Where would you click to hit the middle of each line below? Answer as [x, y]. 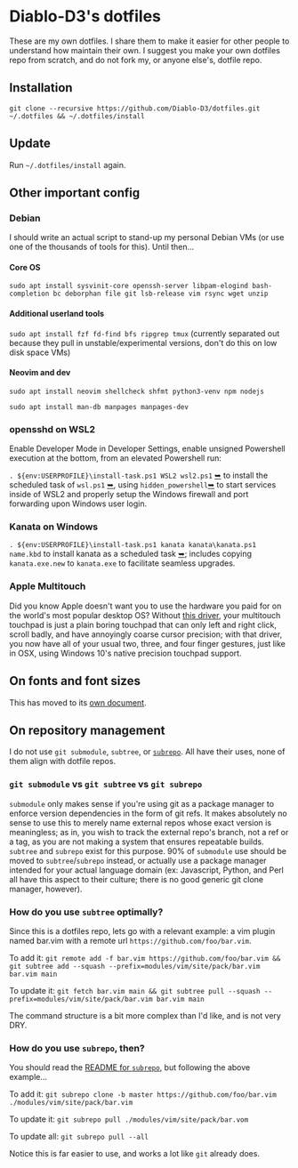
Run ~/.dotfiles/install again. [68, 165]
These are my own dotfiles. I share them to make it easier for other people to [149, 41]
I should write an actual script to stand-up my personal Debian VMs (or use [147, 238]
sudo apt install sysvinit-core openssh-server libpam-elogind [129, 286]
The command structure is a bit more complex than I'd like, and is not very [145, 1015]
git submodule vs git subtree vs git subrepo [106, 785]
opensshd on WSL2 [52, 429]
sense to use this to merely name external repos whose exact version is [141, 822]
